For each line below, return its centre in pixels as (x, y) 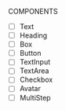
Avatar (30, 89)
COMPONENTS (33, 11)
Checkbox (36, 80)
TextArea (34, 71)
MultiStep (35, 97)
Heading (33, 35)
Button (30, 53)
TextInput (35, 62)
